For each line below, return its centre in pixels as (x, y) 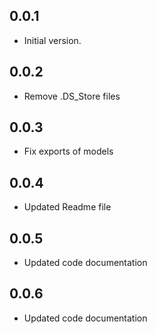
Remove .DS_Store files (72, 96)
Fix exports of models (68, 151)
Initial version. (52, 40)
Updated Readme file (67, 207)
